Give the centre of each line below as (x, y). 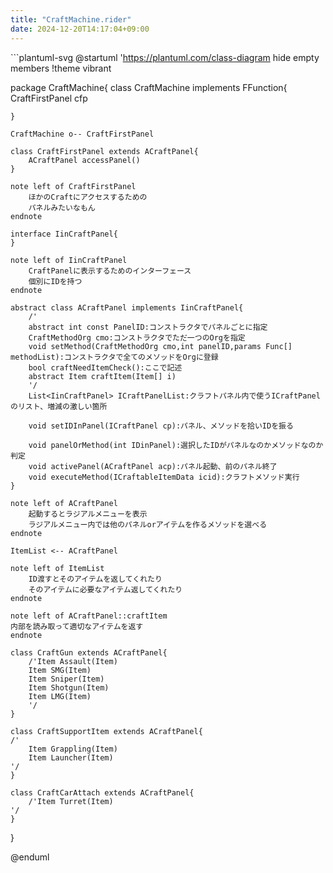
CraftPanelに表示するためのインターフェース (110, 271)
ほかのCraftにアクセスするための (88, 197)
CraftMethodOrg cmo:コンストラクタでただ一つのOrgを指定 (137, 337)
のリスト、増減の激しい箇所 (59, 406)
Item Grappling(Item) (73, 749)
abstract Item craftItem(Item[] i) (102, 376)
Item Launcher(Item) (71, 757)
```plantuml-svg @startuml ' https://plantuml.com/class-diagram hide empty (165, 57)
